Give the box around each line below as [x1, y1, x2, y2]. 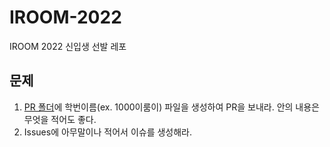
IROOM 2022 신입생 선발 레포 [9, 40, 127, 52]
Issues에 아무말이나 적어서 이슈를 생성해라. [23, 126, 193, 138]
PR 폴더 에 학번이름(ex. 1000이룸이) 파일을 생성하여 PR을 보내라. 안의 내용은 [23, 101, 320, 113]
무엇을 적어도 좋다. [23, 113, 97, 125]
